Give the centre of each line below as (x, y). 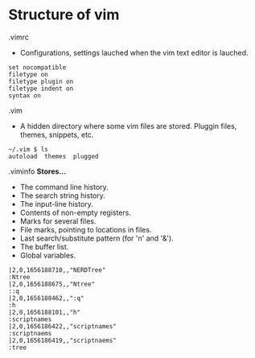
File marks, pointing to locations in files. (86, 229)
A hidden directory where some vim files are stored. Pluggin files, (128, 126)
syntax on (25, 95)
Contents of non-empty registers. (75, 212)
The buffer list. (44, 246)
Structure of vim (64, 15)
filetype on (28, 74)
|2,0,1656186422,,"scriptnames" (62, 326)
